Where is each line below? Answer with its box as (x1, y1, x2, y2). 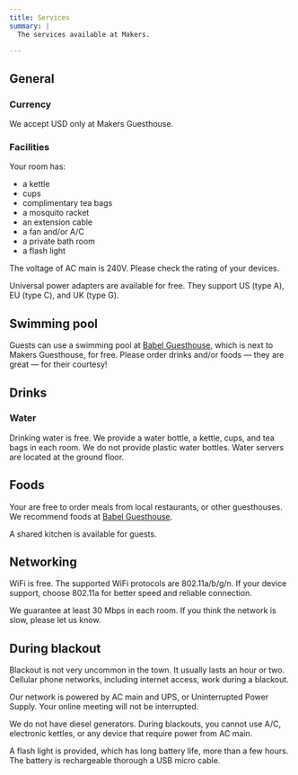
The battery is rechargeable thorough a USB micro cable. (9, 755, 221, 766)
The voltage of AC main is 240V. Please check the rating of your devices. (9, 263, 280, 274)
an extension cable (22, 217, 93, 227)
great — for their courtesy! (9, 359, 108, 370)
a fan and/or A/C (22, 227, 85, 237)
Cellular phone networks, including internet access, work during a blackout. (9, 674, 289, 685)
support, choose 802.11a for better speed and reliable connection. (9, 588, 253, 599)
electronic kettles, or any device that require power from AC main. (9, 728, 253, 739)
